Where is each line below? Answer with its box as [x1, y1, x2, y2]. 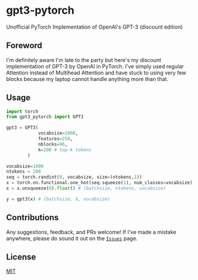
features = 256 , [37, 136, 73, 142]
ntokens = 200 [6, 169, 42, 175]
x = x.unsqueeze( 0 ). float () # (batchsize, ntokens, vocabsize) [6, 185, 166, 191]
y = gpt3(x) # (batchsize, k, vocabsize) [6, 196, 111, 202]
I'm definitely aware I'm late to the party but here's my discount [6, 56, 162, 63]
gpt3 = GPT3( [6, 125, 39, 131]
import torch [6, 108, 39, 114]
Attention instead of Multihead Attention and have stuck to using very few [6, 69, 186, 76]
